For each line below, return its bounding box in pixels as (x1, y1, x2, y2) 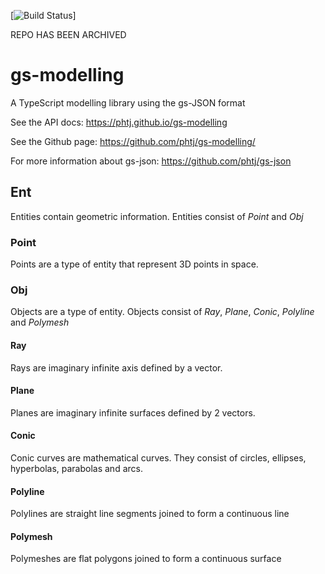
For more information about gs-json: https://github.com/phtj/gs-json (10, 155, 292, 167)
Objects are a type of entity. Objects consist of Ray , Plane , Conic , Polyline (10, 306, 315, 318)
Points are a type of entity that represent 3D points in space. (10, 258, 259, 270)
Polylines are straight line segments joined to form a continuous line (10, 508, 290, 520)
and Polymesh (10, 316, 70, 329)
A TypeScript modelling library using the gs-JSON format (10, 96, 246, 109)
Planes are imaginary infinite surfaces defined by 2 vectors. (10, 406, 256, 419)
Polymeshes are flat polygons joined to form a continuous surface (10, 553, 282, 565)
